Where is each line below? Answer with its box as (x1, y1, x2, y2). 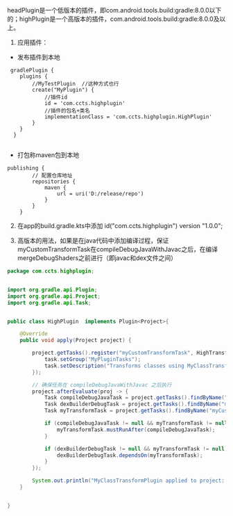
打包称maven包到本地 (17, 151, 80, 159)
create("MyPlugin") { (32, 86, 95, 93)
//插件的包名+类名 (44, 107, 90, 114)
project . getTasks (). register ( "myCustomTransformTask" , (32, 350, 194, 357)
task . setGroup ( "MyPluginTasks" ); (44, 356, 141, 363)
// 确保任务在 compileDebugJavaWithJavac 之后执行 (32, 381, 172, 388)
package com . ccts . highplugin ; (7, 268, 95, 275)
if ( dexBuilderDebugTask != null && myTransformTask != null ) (44, 445, 228, 452)
